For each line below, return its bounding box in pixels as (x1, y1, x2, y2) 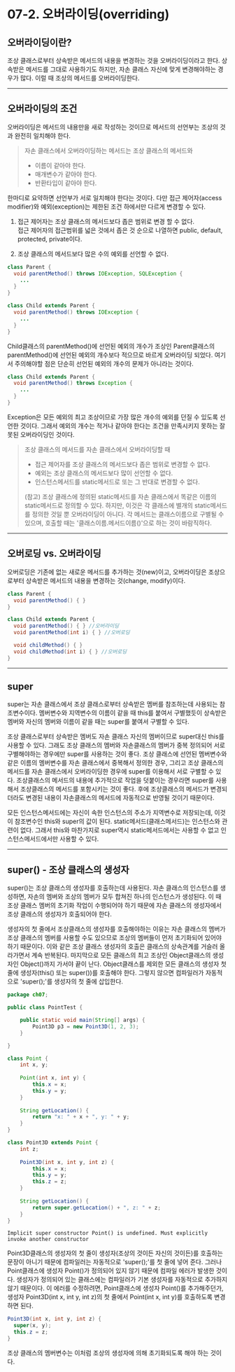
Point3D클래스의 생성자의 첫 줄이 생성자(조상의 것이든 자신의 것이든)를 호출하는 (7, 1249, 224, 1257)
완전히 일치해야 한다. (14, 131, 71, 140)
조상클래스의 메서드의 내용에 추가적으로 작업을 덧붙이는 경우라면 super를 (16, 776, 215, 785)
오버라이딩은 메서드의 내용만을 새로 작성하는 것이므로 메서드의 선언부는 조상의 (7, 122, 219, 131)
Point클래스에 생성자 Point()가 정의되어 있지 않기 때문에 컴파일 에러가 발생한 (7, 1266, 215, 1275)
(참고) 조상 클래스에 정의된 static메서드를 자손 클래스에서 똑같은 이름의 (24, 492, 217, 500)
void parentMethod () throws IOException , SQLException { (13, 270, 183, 277)
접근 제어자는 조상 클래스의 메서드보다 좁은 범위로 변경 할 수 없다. (17, 217, 194, 225)
